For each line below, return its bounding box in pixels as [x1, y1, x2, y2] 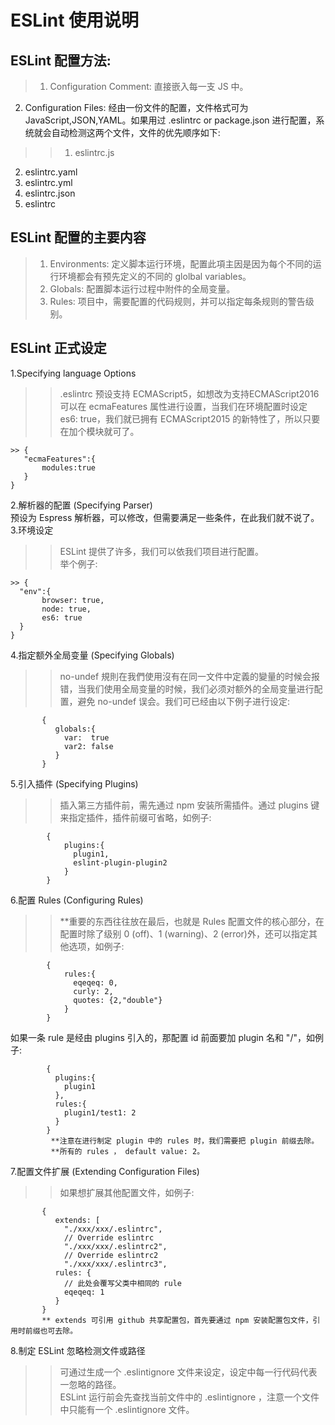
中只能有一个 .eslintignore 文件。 [59, 1403, 195, 1415]
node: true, [41, 604, 92, 614]
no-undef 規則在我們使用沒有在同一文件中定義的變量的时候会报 [59, 670, 321, 682]
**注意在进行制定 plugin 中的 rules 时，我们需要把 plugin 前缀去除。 [50, 1136, 320, 1146]
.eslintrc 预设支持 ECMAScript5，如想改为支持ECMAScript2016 [59, 387, 320, 400]
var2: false [63, 741, 114, 751]
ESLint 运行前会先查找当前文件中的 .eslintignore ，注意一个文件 [59, 1391, 320, 1403]
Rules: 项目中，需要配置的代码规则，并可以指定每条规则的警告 [49, 295, 306, 307]
